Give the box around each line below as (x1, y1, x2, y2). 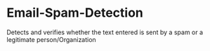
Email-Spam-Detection (6, 5, 143, 21)
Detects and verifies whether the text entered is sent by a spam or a (6, 28, 204, 36)
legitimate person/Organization (6, 35, 96, 43)
